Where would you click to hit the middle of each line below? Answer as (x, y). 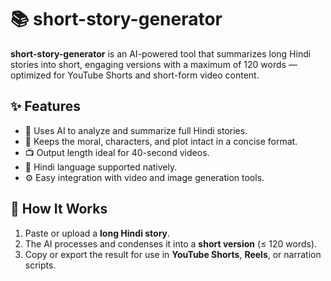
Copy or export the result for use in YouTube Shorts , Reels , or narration (173, 254)
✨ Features (45, 106)
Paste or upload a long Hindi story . (97, 233)
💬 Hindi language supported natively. (101, 167)
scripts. (40, 265)
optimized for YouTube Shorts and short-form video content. (135, 75)
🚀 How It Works (59, 209)
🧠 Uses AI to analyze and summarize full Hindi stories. (136, 130)
